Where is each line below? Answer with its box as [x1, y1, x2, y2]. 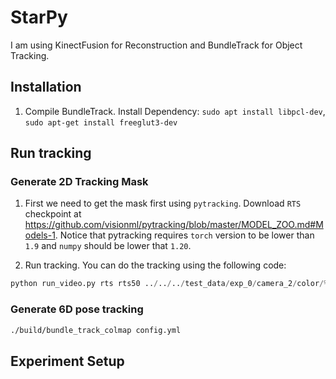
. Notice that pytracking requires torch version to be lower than [54, 229, 315, 241]
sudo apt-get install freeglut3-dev [24, 117, 178, 128]
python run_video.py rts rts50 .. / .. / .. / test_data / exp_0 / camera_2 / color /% [10, 279, 329, 289]
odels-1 [24, 229, 56, 241]
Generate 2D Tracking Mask [10, 175, 149, 189]
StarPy [10, 6, 68, 29]
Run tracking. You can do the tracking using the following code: [24, 259, 287, 271]
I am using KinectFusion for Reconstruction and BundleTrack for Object [10, 39, 303, 51]
